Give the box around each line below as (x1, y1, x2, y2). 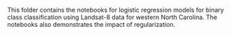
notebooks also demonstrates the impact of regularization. (7, 21, 176, 28)
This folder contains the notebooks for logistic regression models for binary (7, 6, 225, 14)
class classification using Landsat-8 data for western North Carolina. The (7, 13, 218, 21)
